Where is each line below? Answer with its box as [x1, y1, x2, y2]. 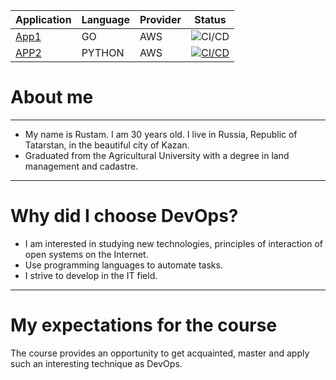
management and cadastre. [24, 160, 139, 172]
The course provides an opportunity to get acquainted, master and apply [10, 347, 310, 359]
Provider [139, 13, 182, 26]
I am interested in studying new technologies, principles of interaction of [24, 237, 324, 249]
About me [10, 86, 94, 109]
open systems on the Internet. [24, 248, 149, 260]
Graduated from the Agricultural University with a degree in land [24, 149, 290, 161]
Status [194, 13, 227, 26]
